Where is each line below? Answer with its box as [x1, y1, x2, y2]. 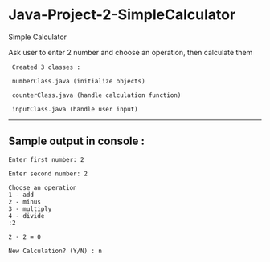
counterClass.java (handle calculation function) [11, 91, 182, 99]
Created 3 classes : [11, 62, 81, 71]
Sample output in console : [8, 135, 145, 148]
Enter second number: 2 [8, 170, 88, 178]
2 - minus [8, 198, 42, 206]
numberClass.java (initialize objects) [11, 77, 146, 85]
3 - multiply [8, 204, 52, 213]
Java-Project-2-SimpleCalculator [8, 6, 236, 24]
